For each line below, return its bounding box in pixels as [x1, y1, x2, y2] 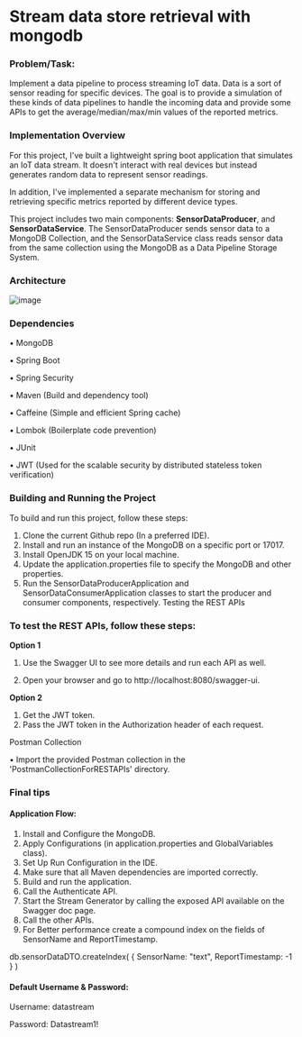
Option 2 [9, 692, 42, 703]
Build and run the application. [22, 877, 133, 887]
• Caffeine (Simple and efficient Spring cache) [9, 407, 181, 418]
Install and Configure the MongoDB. [22, 829, 156, 840]
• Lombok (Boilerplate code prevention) [9, 425, 157, 436]
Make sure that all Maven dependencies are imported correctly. [22, 867, 259, 878]
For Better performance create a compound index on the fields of [22, 924, 266, 935]
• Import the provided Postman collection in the [9, 754, 187, 765]
